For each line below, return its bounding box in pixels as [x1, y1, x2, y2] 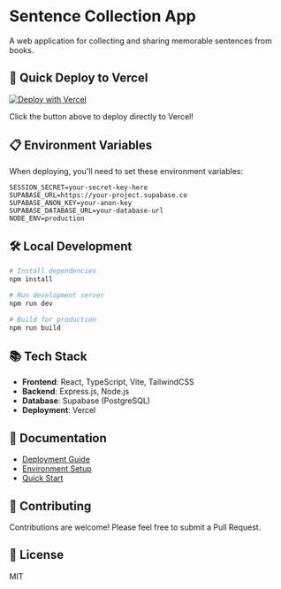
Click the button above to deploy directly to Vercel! [9, 111, 194, 121]
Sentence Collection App [9, 6, 196, 27]
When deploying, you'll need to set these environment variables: [9, 165, 244, 176]
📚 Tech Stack [9, 349, 87, 364]
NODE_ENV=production [9, 214, 86, 223]
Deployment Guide [21, 454, 91, 465]
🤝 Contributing [9, 498, 92, 514]
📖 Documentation [9, 431, 108, 446]
